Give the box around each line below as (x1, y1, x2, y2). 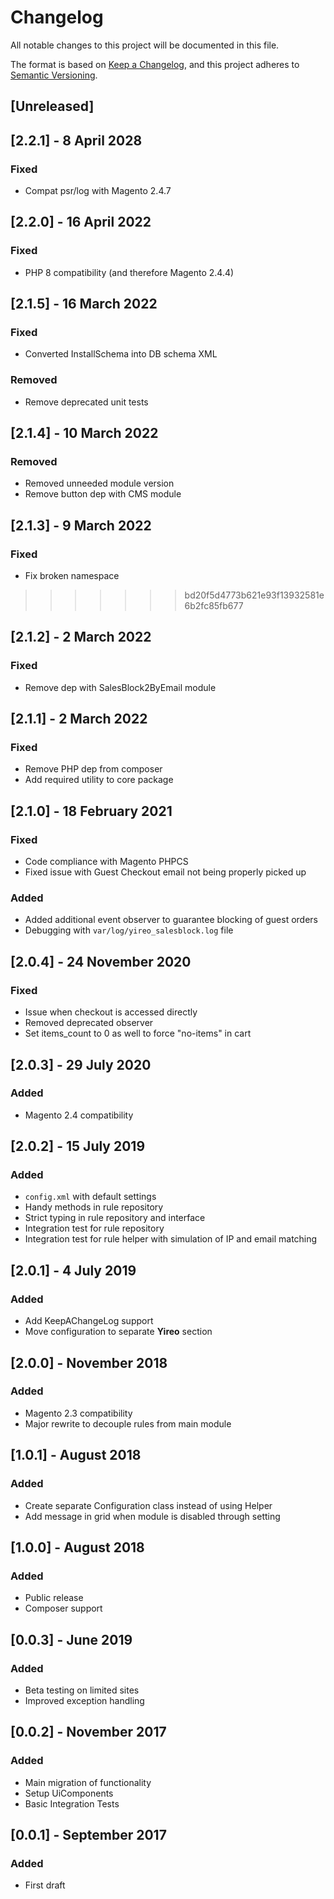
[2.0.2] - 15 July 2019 (10, 1138, 146, 1155)
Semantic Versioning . (10, 69, 98, 81)
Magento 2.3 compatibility (24, 1407, 133, 1419)
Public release (24, 1592, 84, 1604)
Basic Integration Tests (24, 1797, 120, 1810)
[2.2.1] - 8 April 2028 (10, 132, 143, 149)
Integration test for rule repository (24, 1222, 165, 1235)
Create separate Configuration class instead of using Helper (24, 1499, 273, 1511)
